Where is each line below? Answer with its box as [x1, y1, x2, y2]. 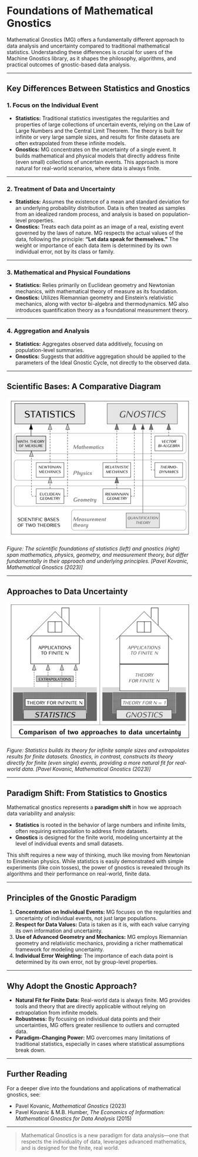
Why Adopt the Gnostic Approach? [6, 981, 137, 991]
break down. [15, 1046, 46, 1054]
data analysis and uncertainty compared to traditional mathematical [6, 42, 170, 49]
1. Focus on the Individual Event [6, 101, 99, 109]
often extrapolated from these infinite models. [15, 139, 126, 146]
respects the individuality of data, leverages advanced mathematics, [21, 1138, 187, 1145]
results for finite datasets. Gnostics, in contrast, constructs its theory [6, 753, 173, 760]
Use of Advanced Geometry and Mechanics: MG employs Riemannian [15, 934, 187, 941]
